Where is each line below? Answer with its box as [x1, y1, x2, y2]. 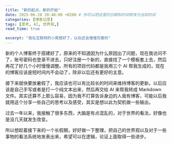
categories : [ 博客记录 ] [5, 17, 53, 22]
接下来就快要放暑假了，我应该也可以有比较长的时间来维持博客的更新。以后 [5, 80, 162, 86]
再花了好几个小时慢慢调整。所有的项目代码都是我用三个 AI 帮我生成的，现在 [5, 63, 165, 69]
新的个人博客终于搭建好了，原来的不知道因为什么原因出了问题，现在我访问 [5, 50, 162, 56]
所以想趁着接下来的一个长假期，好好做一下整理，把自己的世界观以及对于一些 [5, 127, 167, 133]
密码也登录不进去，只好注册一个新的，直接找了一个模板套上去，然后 [23, 56, 167, 63]
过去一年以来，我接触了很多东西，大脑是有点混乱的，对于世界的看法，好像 [5, 110, 162, 116]
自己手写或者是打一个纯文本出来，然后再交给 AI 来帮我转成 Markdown [14, 87, 162, 92]
